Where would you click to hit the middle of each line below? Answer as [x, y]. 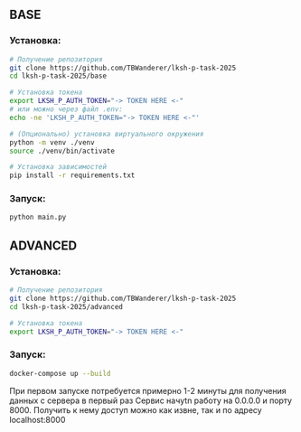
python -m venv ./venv [52, 142]
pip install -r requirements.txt [72, 175]
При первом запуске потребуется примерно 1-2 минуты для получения [148, 390]
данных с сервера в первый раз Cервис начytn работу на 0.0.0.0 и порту [150, 400]
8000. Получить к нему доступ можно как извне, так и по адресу [136, 409]
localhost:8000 [38, 419]
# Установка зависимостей [58, 167]
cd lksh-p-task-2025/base [58, 76]
